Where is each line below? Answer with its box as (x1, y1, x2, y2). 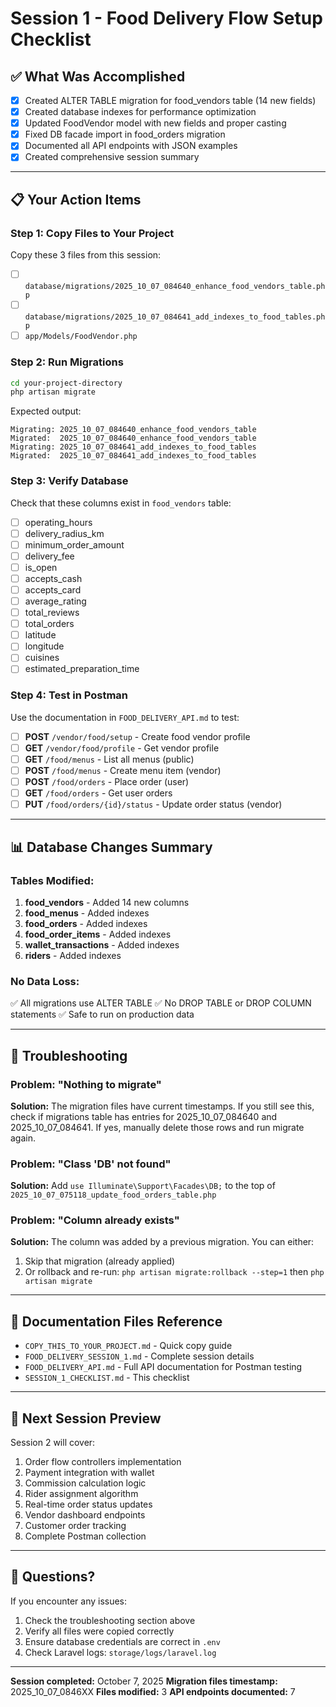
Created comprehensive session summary (24, 151, 200, 163)
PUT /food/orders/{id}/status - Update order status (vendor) (24, 798, 283, 811)
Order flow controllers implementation (24, 1456, 182, 1468)
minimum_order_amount (24, 538, 125, 551)
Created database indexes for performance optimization (24, 106, 257, 118)
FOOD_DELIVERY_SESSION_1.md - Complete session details (24, 1350, 255, 1362)
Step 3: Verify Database (10, 474, 129, 488)
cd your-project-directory (10, 378, 123, 388)
